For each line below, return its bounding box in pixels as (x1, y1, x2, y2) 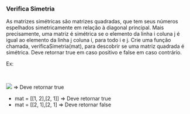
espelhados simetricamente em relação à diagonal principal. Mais (6, 24, 164, 31)
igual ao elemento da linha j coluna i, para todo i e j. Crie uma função (6, 37, 171, 44)
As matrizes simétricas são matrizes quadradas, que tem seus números (6, 18, 178, 25)
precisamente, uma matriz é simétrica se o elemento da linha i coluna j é (6, 30, 180, 37)
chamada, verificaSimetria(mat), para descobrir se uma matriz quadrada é (6, 43, 185, 50)
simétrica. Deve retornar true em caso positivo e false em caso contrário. (6, 49, 182, 56)
